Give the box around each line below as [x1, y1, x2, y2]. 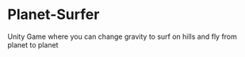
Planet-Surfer [7, 6, 100, 24]
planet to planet [7, 40, 59, 49]
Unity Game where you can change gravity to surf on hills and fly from [7, 32, 237, 41]
